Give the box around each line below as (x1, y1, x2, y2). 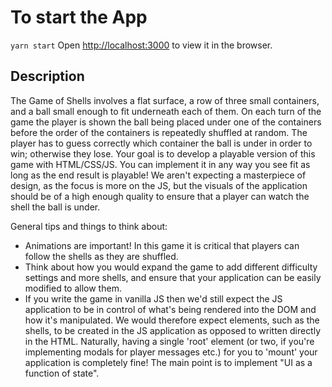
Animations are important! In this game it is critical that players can (24, 239, 300, 251)
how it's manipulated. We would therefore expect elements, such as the (24, 314, 320, 326)
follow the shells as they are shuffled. (24, 250, 179, 262)
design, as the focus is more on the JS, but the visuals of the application (10, 179, 308, 191)
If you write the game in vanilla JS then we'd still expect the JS (24, 292, 283, 305)
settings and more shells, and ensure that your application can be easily (24, 271, 322, 283)
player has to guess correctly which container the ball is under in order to (10, 137, 313, 149)
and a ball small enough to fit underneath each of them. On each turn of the (10, 105, 322, 117)
